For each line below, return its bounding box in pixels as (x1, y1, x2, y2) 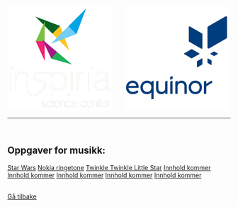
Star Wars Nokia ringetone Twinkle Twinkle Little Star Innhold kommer (7, 163, 211, 172)
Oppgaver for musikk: (7, 145, 106, 157)
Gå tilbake (7, 192, 37, 201)
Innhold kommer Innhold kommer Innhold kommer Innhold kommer (7, 171, 202, 179)
